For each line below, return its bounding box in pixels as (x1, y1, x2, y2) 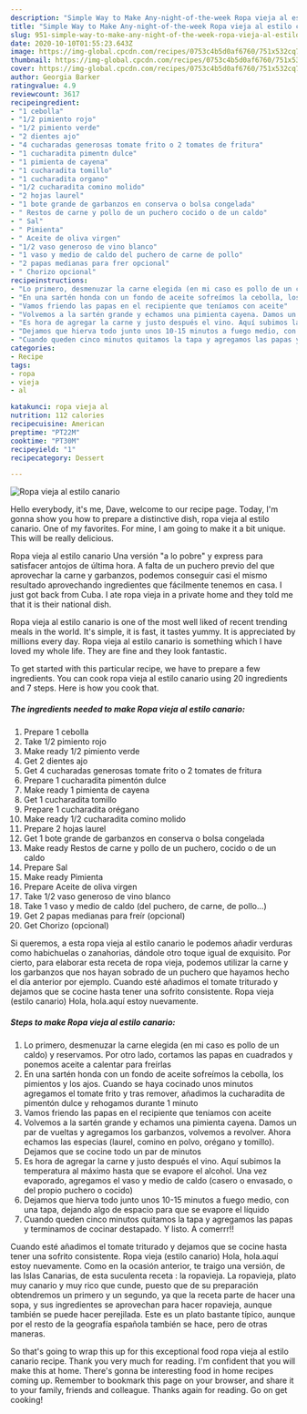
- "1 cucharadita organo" (10, 174, 108, 183)
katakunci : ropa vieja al (10, 403, 108, 412)
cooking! (10, 1395, 44, 1406)
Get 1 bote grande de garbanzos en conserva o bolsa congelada (23, 833, 265, 844)
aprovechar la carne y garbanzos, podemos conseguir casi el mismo (10, 570, 268, 581)
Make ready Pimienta (23, 872, 104, 883)
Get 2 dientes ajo (23, 755, 88, 766)
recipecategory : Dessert (10, 453, 105, 463)
